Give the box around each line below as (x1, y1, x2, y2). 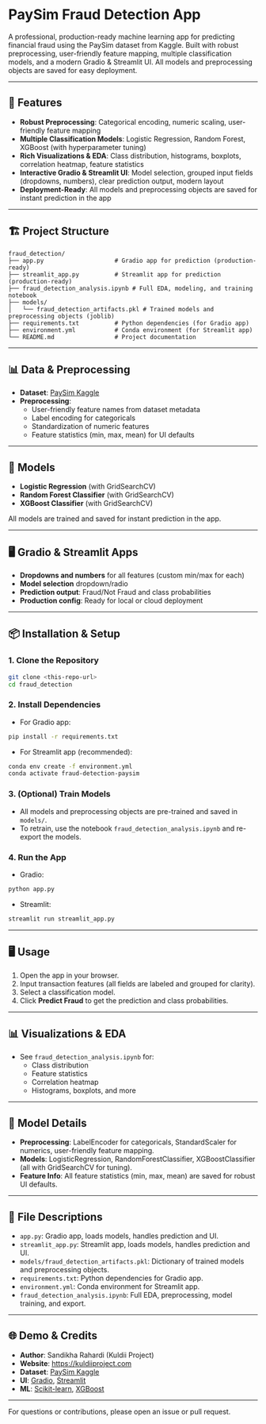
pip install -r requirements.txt (8, 732, 119, 740)
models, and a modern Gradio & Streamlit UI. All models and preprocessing (8, 57, 253, 67)
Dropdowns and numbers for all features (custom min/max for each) (19, 570, 245, 580)
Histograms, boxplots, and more (31, 1086, 136, 1095)
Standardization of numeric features (31, 422, 150, 431)
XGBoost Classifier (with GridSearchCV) (19, 499, 153, 508)
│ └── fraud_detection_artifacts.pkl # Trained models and (8, 305, 215, 313)
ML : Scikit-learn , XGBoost (19, 1383, 104, 1393)
